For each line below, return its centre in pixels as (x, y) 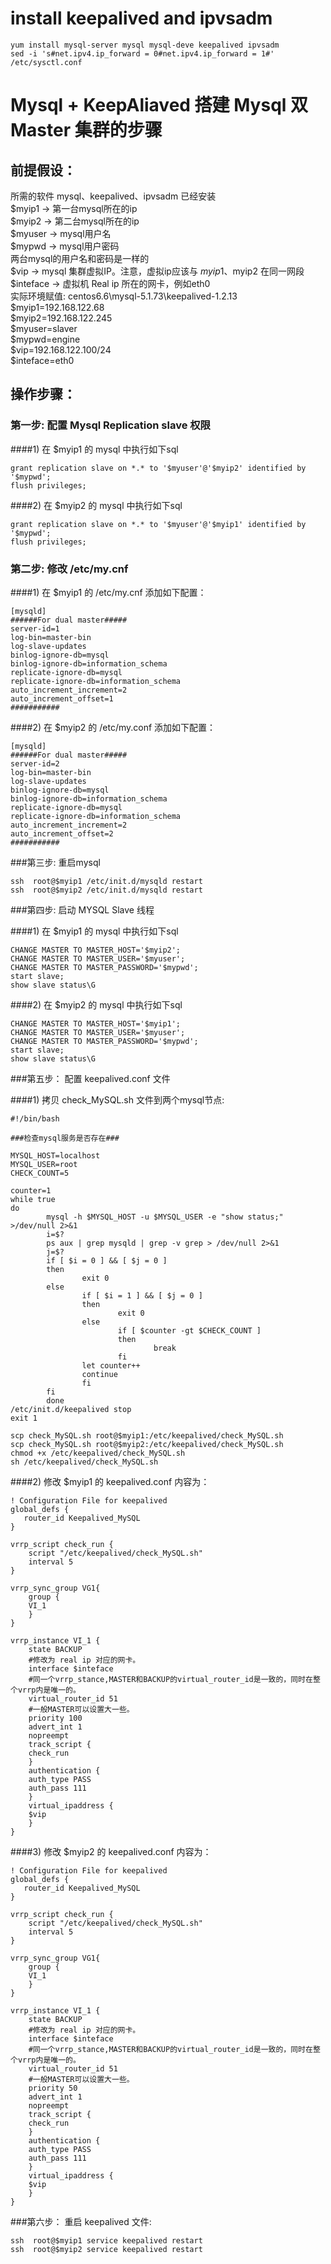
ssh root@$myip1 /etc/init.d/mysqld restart (106, 881)
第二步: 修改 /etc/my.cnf (69, 569)
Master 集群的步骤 (86, 130)
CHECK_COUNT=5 (40, 1173)
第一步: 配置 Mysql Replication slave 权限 (110, 425)
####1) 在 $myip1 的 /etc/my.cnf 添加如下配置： (108, 592)
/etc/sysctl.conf (46, 62)
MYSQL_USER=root (44, 1164)
